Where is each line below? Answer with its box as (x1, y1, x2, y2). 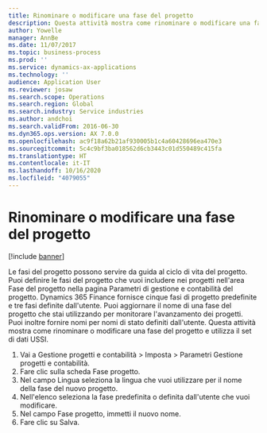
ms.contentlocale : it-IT (8, 160, 91, 168)
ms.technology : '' (8, 71, 69, 79)
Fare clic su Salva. (19, 417, 80, 427)
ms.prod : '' (8, 56, 48, 64)
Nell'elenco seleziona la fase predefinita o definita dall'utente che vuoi (19, 392, 250, 401)
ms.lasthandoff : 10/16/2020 (8, 167, 102, 175)
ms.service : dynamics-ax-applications (8, 64, 137, 72)
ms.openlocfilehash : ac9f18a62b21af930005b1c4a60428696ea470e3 (8, 137, 222, 145)
